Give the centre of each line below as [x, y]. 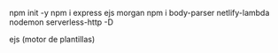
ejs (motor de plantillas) [52, 39]
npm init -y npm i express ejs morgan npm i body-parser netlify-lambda [139, 13]
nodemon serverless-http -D [61, 22]
